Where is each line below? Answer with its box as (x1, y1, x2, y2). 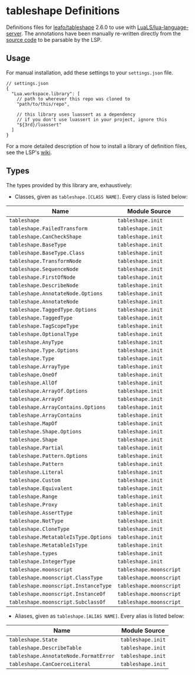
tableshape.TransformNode (9, 257, 82, 264)
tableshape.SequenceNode (9, 266, 79, 272)
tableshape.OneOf (9, 371, 58, 378)
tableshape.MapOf (9, 420, 58, 426)
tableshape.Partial (9, 444, 64, 451)
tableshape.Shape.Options (9, 428, 82, 435)
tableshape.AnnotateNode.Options (9, 290, 103, 296)
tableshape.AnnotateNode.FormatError (9, 653, 115, 659)
